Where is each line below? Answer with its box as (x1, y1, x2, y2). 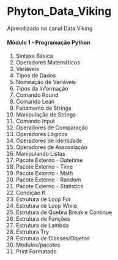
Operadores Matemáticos (15, 59, 80, 66)
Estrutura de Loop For (15, 196, 71, 203)
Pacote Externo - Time (15, 163, 73, 170)
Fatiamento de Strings (15, 104, 72, 112)
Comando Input (15, 118, 56, 125)
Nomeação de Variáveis (15, 78, 76, 86)
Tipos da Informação (15, 85, 69, 93)
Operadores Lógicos (15, 131, 68, 138)
